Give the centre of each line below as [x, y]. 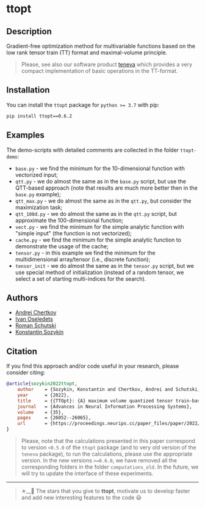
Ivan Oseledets [34, 319]
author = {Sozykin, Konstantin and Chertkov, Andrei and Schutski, [109, 390]
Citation [22, 351]
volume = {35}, [41, 412]
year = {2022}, [43, 395]
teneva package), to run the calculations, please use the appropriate [107, 454]
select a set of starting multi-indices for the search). [81, 279]
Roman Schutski [35, 325]
